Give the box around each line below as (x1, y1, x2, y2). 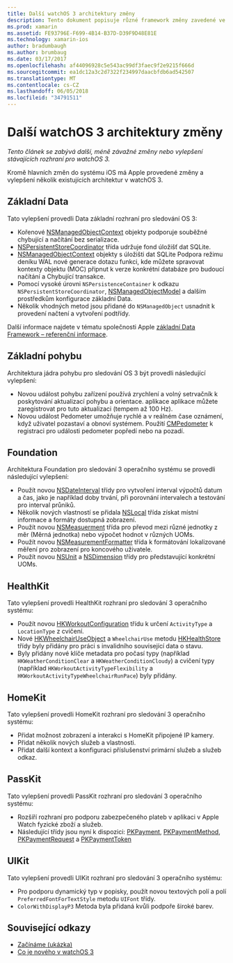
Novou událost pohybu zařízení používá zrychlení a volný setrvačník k (17, 389, 218, 398)
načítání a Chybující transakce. (17, 272, 106, 281)
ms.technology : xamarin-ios (7, 36, 89, 43)
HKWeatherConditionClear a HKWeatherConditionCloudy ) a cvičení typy (17, 657, 215, 665)
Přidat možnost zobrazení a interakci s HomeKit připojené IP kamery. (17, 731, 214, 739)
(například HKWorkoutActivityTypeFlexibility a (17, 664, 153, 673)
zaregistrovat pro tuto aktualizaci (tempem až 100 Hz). (17, 405, 173, 413)
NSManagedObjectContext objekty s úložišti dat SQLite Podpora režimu (17, 250, 223, 258)
